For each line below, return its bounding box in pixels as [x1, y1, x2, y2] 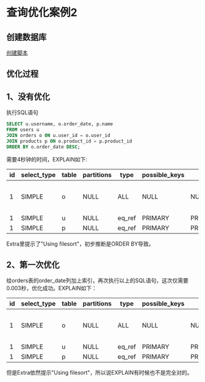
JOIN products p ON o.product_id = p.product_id [6, 138, 132, 144]
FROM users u [6, 127, 40, 133]
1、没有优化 [6, 91, 51, 101]
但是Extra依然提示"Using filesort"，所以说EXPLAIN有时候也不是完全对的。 [6, 369, 193, 376]
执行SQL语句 [6, 109, 38, 116]
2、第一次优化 [6, 259, 60, 270]
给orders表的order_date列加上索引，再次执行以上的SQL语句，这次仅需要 [6, 277, 189, 284]
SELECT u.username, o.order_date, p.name [6, 121, 113, 127]
